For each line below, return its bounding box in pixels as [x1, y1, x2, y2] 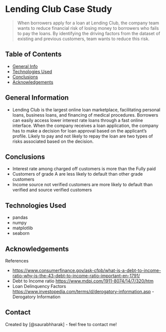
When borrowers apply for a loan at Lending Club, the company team [17, 20, 160, 26]
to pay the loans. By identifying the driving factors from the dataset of [17, 30, 161, 36]
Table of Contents [5, 50, 62, 59]
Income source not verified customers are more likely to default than [12, 182, 153, 188]
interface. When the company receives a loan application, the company [12, 123, 159, 129]
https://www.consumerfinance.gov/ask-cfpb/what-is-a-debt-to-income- [12, 267, 162, 273]
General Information [5, 93, 69, 102]
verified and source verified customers [12, 187, 92, 193]
